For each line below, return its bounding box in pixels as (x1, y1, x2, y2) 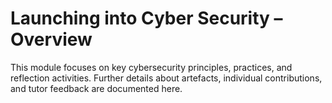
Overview (10, 28, 93, 51)
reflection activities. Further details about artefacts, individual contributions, (10, 72, 323, 84)
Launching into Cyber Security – (10, 7, 283, 30)
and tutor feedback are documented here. (10, 82, 183, 94)
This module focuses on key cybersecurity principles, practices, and (10, 61, 293, 73)
